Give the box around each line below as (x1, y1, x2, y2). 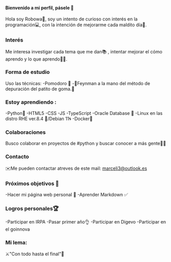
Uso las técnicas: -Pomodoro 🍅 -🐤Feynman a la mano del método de (5, 80, 150, 86)
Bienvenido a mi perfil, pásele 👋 (5, 5, 74, 11)
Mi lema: (5, 239, 27, 246)
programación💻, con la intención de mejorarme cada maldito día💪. (5, 22, 147, 28)
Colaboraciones (5, 129, 46, 136)
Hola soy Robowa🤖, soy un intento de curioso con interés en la (5, 16, 138, 22)
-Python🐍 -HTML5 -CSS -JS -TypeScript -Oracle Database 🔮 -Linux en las (5, 110, 163, 116)
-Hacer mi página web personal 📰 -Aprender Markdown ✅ (5, 191, 128, 197)
